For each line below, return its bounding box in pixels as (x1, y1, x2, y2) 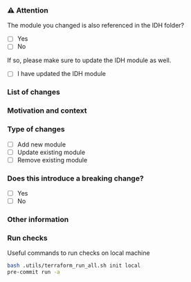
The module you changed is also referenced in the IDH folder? (7, 21, 185, 30)
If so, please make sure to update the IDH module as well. (7, 56, 172, 64)
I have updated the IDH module (17, 70, 106, 78)
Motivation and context (7, 106, 88, 115)
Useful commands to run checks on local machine (7, 249, 150, 257)
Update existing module (17, 148, 85, 156)
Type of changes (7, 124, 65, 134)
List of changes (7, 87, 60, 97)
